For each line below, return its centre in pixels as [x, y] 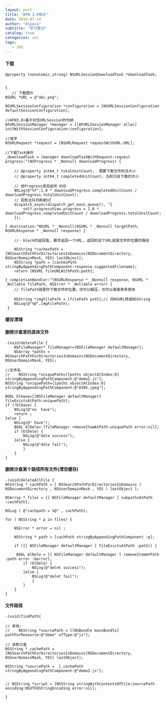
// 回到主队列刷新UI [33, 200]
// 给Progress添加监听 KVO [40, 186]
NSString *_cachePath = [30, 649]
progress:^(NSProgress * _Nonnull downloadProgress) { [63, 161]
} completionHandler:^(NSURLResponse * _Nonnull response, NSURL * [77, 280]
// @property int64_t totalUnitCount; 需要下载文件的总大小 [75, 171]
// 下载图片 [23, 93]
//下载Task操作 [19, 152]
